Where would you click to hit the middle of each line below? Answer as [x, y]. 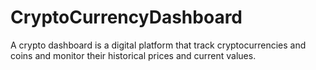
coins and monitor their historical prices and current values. [133, 55]
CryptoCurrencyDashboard [126, 17]
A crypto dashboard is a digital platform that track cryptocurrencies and [158, 45]
